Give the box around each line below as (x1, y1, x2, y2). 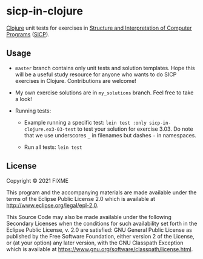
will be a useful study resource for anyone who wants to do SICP (15, 71, 177, 78)
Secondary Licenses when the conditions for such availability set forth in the (6, 220, 198, 227)
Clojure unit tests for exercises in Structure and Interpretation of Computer (6, 24, 192, 31)
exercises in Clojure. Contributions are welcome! (15, 77, 136, 84)
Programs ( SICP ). (6, 30, 50, 38)
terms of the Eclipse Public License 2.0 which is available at (6, 195, 156, 202)
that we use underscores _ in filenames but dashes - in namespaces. (24, 131, 197, 139)
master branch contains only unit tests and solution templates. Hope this (15, 64, 195, 71)
